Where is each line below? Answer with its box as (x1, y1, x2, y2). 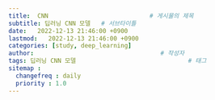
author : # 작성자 (8, 49, 184, 57)
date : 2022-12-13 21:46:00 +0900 (8, 27, 129, 35)
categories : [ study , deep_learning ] (8, 42, 132, 50)
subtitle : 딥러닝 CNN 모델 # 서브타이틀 (8, 19, 137, 27)
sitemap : (8, 65, 42, 73)
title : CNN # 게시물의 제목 (8, 11, 194, 20)
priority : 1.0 (15, 79, 67, 87)
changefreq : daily (15, 72, 82, 80)
